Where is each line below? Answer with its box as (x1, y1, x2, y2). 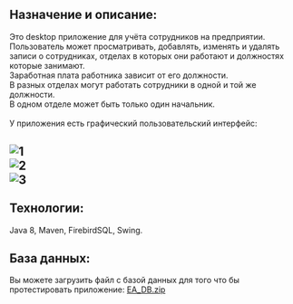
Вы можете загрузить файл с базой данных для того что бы (9, 275, 240, 286)
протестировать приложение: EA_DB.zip (9, 284, 166, 295)
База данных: (9, 251, 91, 266)
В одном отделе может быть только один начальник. (9, 99, 216, 109)
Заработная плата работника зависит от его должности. (9, 70, 229, 81)
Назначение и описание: (9, 7, 158, 23)
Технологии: (9, 201, 84, 216)
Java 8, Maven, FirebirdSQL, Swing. (9, 224, 143, 235)
